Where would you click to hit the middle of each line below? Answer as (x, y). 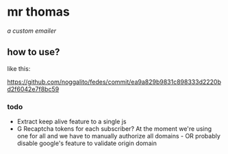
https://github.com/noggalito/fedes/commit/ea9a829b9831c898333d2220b (114, 82)
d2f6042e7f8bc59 (33, 89)
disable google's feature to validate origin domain (87, 143)
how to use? (34, 52)
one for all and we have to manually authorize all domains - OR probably (119, 136)
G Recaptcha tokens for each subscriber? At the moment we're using (114, 129)
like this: (19, 68)
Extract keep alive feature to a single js (72, 122)
